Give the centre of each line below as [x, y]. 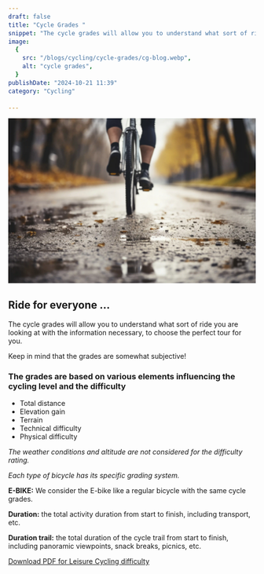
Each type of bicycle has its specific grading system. [94, 476]
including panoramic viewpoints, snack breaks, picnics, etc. [105, 547]
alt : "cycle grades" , [57, 67]
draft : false [29, 16]
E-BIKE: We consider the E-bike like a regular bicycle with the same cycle [127, 491]
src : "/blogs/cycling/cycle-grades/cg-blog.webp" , [107, 58]
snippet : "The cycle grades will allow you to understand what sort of [128, 33]
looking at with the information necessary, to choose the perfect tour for [125, 332]
